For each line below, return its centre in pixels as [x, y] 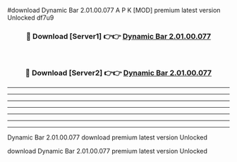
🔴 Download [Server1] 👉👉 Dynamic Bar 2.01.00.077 [119, 36]
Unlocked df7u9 [31, 18]
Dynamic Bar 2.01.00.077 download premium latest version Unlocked [108, 137]
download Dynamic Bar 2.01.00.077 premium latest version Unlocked [108, 151]
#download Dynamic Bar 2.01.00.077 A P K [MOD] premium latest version [114, 10]
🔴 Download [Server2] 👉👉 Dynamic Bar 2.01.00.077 [119, 73]
